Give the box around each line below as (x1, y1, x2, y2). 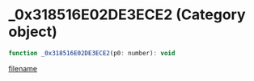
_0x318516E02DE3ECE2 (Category (8, 6, 246, 24)
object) (8, 22, 58, 41)
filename (8, 63, 38, 73)
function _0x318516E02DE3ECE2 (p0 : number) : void (8, 49, 176, 57)
